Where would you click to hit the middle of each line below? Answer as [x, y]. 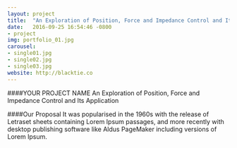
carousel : [22, 47]
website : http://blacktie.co [50, 73]
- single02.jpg [30, 60]
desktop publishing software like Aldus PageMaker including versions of [112, 129]
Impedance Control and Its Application [63, 100]
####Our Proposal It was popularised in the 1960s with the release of [108, 114]
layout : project [31, 14]
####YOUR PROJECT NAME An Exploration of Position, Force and [104, 93]
